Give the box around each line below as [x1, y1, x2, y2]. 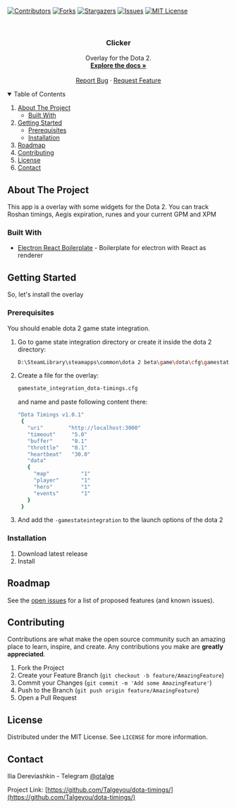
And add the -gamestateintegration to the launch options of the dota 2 [17, 516, 223, 524]
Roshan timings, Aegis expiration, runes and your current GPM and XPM [7, 210, 217, 218]
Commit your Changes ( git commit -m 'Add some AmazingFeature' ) [17, 678, 213, 687]
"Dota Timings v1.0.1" [17, 411, 85, 418]
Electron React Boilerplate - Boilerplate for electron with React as [17, 244, 206, 252]
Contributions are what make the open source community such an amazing [7, 635, 225, 644]
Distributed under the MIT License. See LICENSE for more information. [7, 733, 208, 741]
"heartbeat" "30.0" [27, 451, 91, 458]
